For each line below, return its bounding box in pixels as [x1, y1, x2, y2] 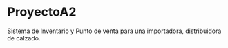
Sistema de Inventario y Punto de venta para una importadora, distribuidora [7, 27, 222, 35]
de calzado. [7, 34, 41, 42]
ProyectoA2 [7, 4, 77, 20]
